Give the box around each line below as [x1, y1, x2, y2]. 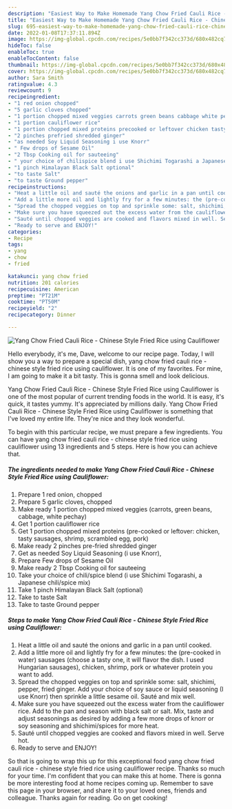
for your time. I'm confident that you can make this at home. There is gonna [8, 771, 222, 780]
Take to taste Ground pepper [17, 600, 100, 608]
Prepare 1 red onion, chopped [17, 490, 103, 498]
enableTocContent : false [8, 55, 79, 62]
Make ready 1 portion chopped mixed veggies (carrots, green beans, [17, 505, 213, 513]
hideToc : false [8, 42, 52, 49]
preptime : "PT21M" [8, 292, 61, 299]
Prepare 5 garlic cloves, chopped [17, 498, 112, 506]
